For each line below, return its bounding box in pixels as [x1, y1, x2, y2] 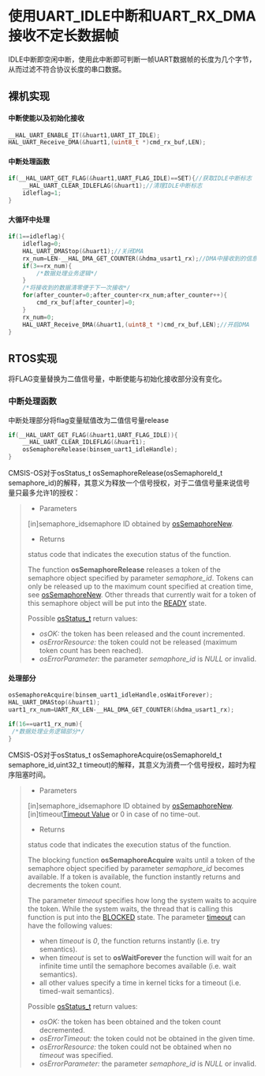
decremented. [39, 1025, 85, 1034]
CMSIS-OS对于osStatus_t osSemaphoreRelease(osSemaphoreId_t [8, 469, 223, 478]
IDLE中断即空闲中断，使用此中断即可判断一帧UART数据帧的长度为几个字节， [8, 54, 256, 64]
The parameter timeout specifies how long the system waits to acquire [27, 895, 257, 905]
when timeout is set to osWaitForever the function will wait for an [39, 952, 252, 962]
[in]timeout [27, 809, 63, 819]
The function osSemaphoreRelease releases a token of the [27, 565, 221, 574]
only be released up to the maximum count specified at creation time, [27, 581, 254, 592]
